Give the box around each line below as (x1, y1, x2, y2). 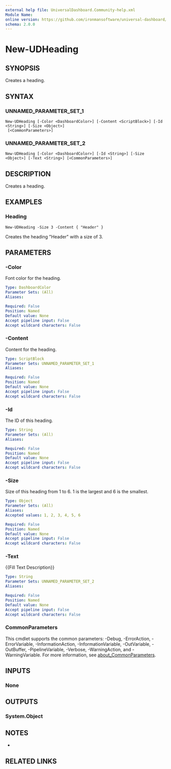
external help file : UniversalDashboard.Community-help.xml (5, 7, 136, 13)
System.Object (5, 713, 43, 720)
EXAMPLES (5, 198, 42, 206)
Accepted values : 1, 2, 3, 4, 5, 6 (5, 513, 81, 518)
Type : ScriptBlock (5, 356, 44, 361)
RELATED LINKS (5, 757, 57, 765)
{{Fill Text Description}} (5, 564, 55, 571)
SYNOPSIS (5, 64, 40, 72)
